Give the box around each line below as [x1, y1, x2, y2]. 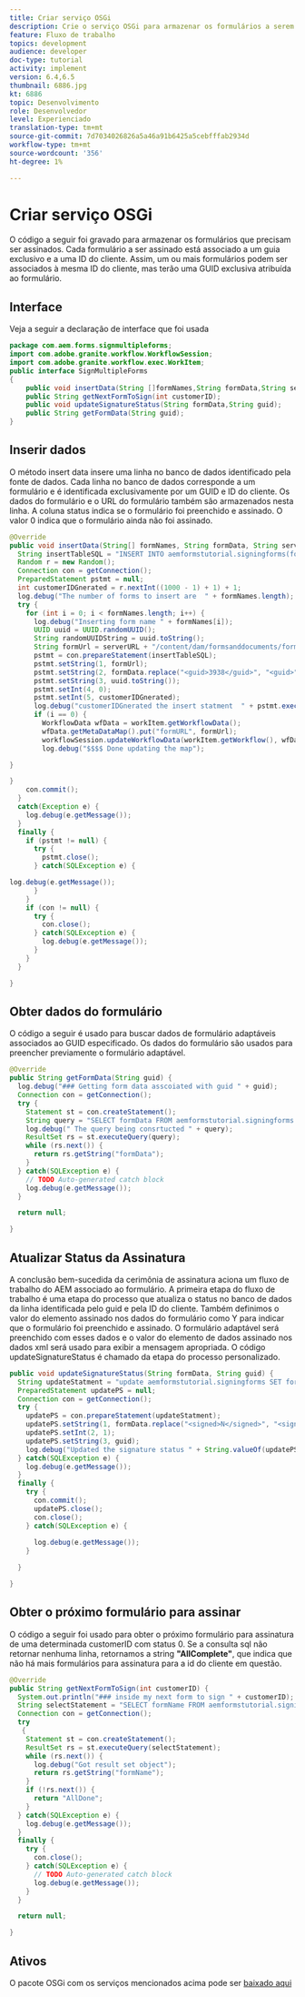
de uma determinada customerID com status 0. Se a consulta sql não [9, 1639, 268, 1649]
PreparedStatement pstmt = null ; [17, 575, 144, 584]
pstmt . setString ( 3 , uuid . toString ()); [33, 676, 181, 685]
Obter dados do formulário [9, 1004, 163, 1019]
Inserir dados [9, 442, 86, 458]
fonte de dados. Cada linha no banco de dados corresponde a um [9, 476, 256, 487]
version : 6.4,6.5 [9, 73, 75, 82]
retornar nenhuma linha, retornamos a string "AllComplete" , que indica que [9, 1648, 292, 1659]
